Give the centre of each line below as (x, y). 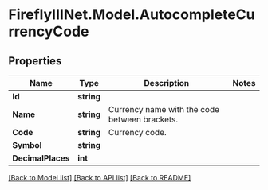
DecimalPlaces (41, 158)
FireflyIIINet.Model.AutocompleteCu (132, 15)
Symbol (27, 145)
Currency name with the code (164, 109)
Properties (35, 61)
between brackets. (143, 119)
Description (167, 83)
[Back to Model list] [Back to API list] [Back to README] (100, 178)
